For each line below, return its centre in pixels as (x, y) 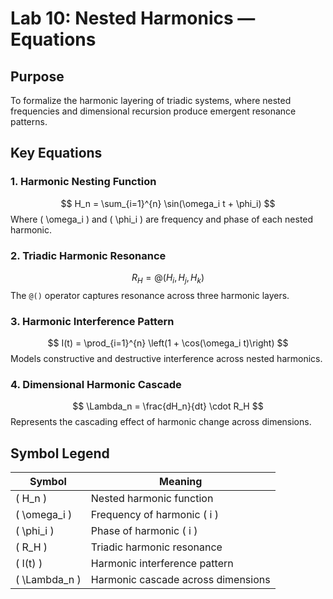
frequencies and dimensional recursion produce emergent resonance (153, 111)
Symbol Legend (60, 453)
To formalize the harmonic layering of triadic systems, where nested (151, 100)
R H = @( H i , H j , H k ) (168, 278)
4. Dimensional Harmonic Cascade (96, 384)
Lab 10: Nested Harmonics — (133, 18)
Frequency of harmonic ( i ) (154, 515)
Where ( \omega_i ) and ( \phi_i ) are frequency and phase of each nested (162, 219)
